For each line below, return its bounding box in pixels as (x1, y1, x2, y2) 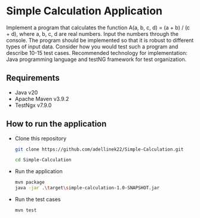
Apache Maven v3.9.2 (14, 95, 69, 102)
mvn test (14, 207, 37, 213)
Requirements (6, 73, 60, 83)
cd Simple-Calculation (14, 157, 72, 163)
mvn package (14, 179, 45, 186)
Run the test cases (14, 196, 61, 203)
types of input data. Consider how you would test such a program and (6, 43, 179, 50)
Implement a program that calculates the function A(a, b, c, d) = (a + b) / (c (6, 24, 190, 31)
